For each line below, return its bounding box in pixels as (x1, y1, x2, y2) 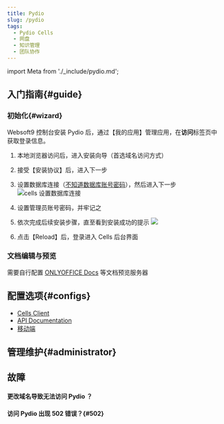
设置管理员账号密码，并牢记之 (16, 203, 101, 211)
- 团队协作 (13, 49, 40, 56)
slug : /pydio (7, 16, 45, 23)
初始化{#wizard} (7, 111, 63, 121)
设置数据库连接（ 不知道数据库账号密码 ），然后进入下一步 (16, 180, 177, 189)
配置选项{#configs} (7, 290, 91, 302)
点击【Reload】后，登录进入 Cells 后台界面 (16, 233, 138, 241)
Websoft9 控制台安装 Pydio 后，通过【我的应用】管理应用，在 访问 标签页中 (7, 128, 218, 136)
